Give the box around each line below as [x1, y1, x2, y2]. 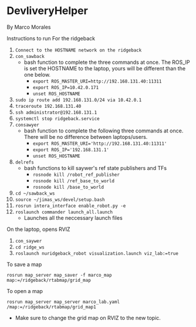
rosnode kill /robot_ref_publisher [32, 172, 120, 178]
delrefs [15, 159, 34, 165]
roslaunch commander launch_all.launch [15, 209, 113, 215]
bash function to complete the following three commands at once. [23, 127, 184, 134]
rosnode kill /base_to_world [32, 184, 104, 190]
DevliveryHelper [6, 4, 89, 18]
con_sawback [15, 53, 45, 59]
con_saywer [15, 238, 42, 244]
